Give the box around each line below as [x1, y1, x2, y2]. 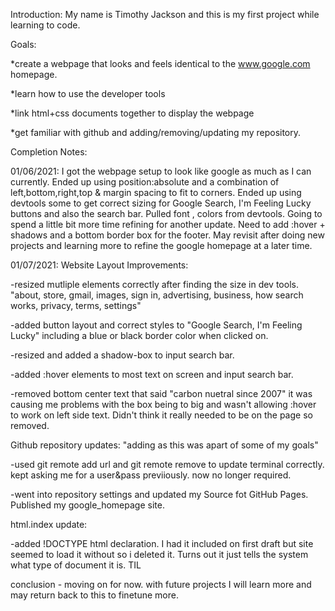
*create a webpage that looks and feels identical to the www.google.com [10, 58, 311, 69]
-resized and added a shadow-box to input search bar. [10, 349, 235, 361]
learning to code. [10, 19, 81, 31]
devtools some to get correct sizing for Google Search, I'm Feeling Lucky [10, 197, 312, 209]
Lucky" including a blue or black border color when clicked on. [10, 330, 269, 341]
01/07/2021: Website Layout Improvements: [10, 259, 189, 271]
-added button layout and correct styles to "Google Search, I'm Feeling [10, 319, 303, 331]
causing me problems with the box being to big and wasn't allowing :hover [10, 399, 317, 410]
